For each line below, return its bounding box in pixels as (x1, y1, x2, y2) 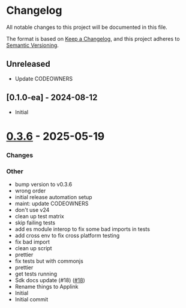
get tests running (14, 270, 58, 277)
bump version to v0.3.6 (14, 180, 73, 188)
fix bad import (14, 238, 50, 245)
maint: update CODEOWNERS (14, 200, 89, 207)
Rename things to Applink (14, 283, 79, 290)
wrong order (14, 187, 46, 194)
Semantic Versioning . (6, 42, 59, 49)
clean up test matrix (14, 212, 65, 220)
